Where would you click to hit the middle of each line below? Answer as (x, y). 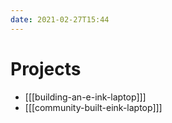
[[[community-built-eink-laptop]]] (93, 107)
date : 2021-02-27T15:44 (60, 19)
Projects (46, 68)
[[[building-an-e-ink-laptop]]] (85, 97)
